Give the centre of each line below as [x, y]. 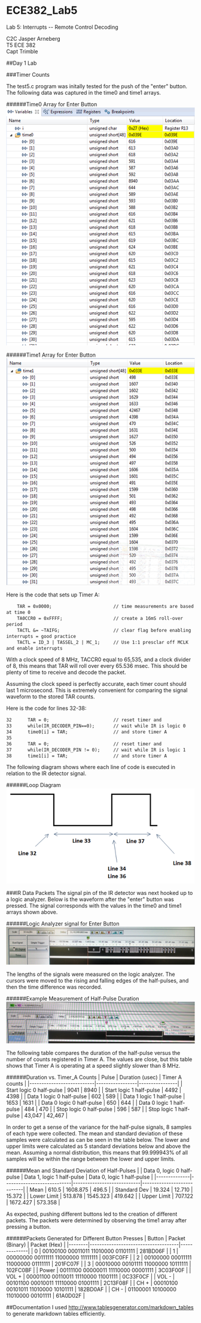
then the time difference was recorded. [54, 987]
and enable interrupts [34, 648]
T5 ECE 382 [21, 45]
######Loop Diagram [33, 785]
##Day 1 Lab [22, 63]
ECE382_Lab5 [42, 10]
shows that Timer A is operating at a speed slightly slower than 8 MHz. [93, 1065]
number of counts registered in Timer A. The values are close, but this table [99, 1059]
